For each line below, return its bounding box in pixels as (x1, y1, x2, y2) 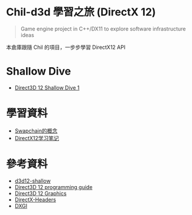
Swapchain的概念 (14, 127, 58, 134)
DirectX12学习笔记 (14, 134, 59, 141)
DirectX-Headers (14, 196, 56, 203)
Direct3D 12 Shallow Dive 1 (14, 84, 80, 91)
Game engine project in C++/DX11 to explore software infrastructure (20, 25, 186, 32)
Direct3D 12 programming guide (14, 183, 93, 190)
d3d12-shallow (14, 177, 51, 184)
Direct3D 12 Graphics (14, 190, 67, 197)
